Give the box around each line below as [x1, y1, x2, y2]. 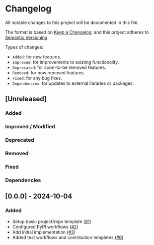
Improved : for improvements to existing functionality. [12, 59, 119, 65]
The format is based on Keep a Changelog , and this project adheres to [5, 29, 149, 35]
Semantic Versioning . [5, 34, 49, 40]
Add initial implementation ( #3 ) [12, 229, 76, 235]
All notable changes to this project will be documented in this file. [5, 19, 139, 25]
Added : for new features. [12, 53, 61, 60]
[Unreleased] [5, 95, 47, 103]
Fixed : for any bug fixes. [12, 75, 62, 81]
